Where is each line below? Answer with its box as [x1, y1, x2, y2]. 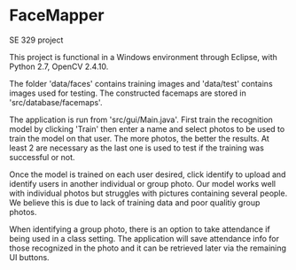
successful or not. [9, 151, 75, 162]
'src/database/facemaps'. [9, 96, 103, 107]
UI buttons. [9, 251, 51, 262]
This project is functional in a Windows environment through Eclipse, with [9, 51, 277, 62]
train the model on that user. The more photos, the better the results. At [9, 133, 269, 143]
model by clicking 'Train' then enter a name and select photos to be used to [9, 123, 285, 134]
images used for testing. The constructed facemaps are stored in [9, 88, 246, 98]
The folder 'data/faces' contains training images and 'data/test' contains [9, 78, 273, 89]
